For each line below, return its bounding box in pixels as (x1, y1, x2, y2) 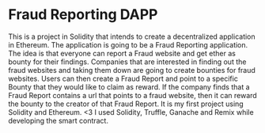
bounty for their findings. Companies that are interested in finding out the (8, 57, 247, 66)
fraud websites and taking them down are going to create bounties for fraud (8, 65, 256, 74)
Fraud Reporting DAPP (8, 6, 158, 24)
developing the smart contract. (8, 116, 109, 125)
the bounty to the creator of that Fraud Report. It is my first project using (8, 99, 244, 108)
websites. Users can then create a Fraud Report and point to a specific (8, 74, 239, 83)
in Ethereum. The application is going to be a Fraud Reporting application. (8, 40, 248, 49)
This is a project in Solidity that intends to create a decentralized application (8, 32, 256, 41)
